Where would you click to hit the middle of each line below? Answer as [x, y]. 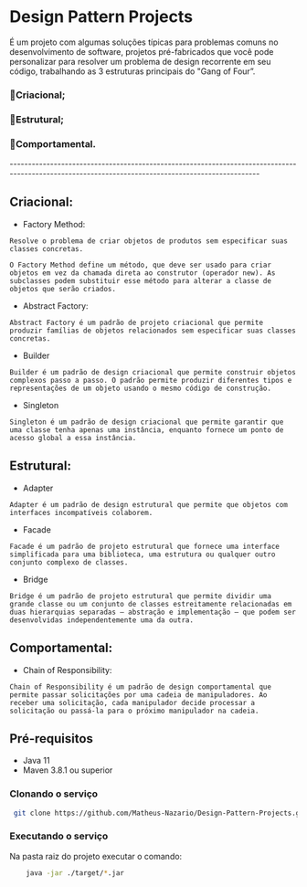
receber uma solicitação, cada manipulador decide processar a [132, 702]
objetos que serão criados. [63, 289]
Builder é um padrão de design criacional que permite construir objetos [153, 372]
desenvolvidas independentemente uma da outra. [102, 620]
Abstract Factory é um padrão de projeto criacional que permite [136, 322]
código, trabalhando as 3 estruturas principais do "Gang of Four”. [132, 71]
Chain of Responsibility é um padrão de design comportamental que [141, 687]
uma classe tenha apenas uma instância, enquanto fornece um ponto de [147, 430]
